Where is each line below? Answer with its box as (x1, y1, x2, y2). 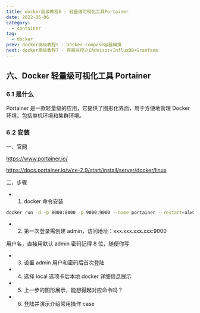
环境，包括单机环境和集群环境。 (6, 112, 85, 119)
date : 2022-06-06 (6, 14, 49, 20)
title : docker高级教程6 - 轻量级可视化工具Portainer (6, 8, 129, 15)
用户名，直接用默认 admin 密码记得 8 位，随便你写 (6, 240, 130, 247)
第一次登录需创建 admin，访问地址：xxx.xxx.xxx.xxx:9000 (23, 227, 167, 235)
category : (6, 20, 31, 26)
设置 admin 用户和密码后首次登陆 (23, 259, 105, 266)
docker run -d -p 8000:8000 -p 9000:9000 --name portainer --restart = (6, 209, 185, 216)
